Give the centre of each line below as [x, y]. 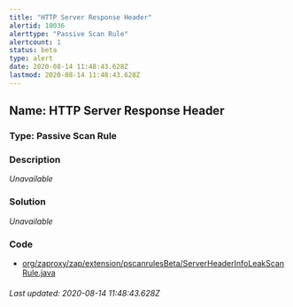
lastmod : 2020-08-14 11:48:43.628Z [75, 75]
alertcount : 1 [35, 42]
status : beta [33, 50]
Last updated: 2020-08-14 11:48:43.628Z [85, 293]
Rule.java [39, 272]
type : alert [31, 58]
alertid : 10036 [37, 26]
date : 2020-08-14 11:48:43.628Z [69, 67]
